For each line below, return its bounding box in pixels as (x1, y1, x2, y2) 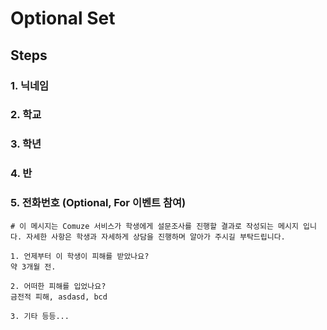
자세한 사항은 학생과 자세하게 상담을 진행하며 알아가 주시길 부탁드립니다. (26, 232, 286, 242)
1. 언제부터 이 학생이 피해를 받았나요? (10, 251, 150, 261)
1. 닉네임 (10, 78, 50, 92)
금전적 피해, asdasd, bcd (10, 292, 108, 302)
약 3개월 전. (10, 262, 57, 272)
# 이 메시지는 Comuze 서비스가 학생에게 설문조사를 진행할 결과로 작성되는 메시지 (10, 221, 299, 231)
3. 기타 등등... (10, 311, 70, 321)
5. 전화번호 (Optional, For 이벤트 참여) (10, 196, 187, 210)
